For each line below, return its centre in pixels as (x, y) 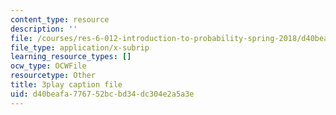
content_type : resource (60, 19)
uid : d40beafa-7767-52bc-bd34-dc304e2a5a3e (102, 94)
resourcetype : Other (53, 76)
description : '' (44, 29)
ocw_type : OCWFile (48, 66)
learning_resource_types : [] (71, 57)
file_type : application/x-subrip (80, 47)
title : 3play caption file (66, 85)
